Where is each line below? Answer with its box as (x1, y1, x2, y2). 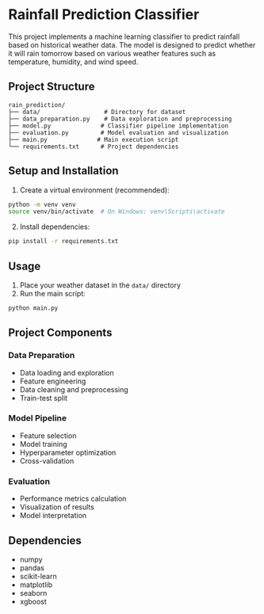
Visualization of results (19, 502, 95, 512)
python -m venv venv (8, 200, 77, 208)
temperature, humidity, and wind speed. (8, 57, 139, 67)
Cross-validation (19, 456, 75, 465)
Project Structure (8, 80, 95, 93)
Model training (19, 439, 67, 448)
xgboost (19, 597, 48, 606)
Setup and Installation (8, 164, 119, 177)
